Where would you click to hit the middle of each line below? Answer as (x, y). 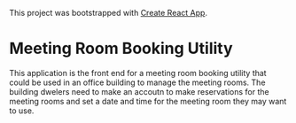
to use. (22, 111)
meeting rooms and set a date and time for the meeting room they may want (148, 101)
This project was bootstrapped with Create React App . (109, 13)
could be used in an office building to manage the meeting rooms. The (137, 82)
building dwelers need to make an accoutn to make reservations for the (139, 91)
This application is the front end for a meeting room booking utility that (138, 73)
